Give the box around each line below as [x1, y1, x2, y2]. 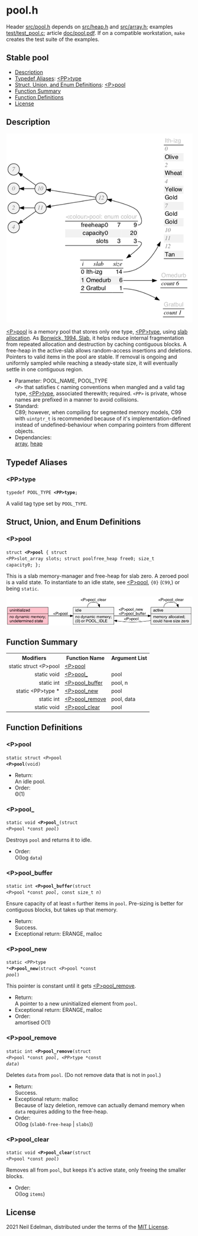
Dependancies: [14, 434, 52, 441]
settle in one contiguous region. [6, 366, 83, 373]
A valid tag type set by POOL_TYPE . [6, 500, 87, 507]
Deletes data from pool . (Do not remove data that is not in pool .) [6, 1071, 161, 1078]
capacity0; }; [6, 562, 41, 568]
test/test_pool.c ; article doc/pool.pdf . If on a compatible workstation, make [6, 29, 185, 36]
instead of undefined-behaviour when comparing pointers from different [14, 421, 191, 429]
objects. [14, 428, 35, 435]
